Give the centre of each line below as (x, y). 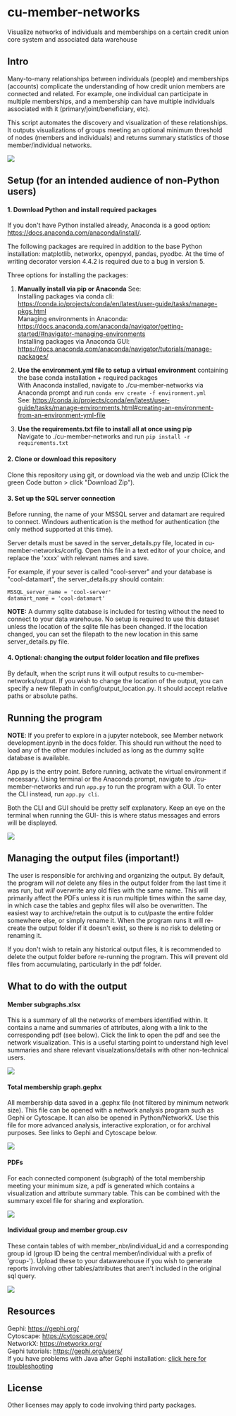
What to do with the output (67, 986)
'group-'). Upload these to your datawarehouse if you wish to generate (110, 1260)
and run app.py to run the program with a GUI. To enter (142, 787)
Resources (31, 1312)
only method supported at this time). (60, 529)
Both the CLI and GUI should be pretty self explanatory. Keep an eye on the (116, 808)
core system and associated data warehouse (72, 39)
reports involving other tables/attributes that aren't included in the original (114, 1268)
